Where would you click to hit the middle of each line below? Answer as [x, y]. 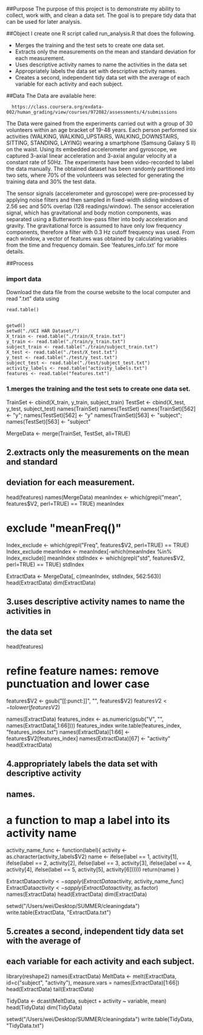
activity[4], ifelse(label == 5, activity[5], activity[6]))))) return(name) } [93, 869]
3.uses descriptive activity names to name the [95, 602]
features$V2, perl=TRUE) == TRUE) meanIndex [65, 503]
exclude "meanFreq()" [64, 528]
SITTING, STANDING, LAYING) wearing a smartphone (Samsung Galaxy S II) [101, 143]
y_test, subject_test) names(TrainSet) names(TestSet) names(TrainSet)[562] [101, 408]
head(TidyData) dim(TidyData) [45, 1007]
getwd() [16, 326]
